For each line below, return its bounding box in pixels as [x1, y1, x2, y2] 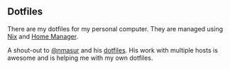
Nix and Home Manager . [7, 32, 79, 41]
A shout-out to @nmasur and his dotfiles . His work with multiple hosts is [7, 46, 219, 54]
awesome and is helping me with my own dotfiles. [7, 53, 153, 62]
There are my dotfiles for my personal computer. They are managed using [7, 24, 224, 33]
